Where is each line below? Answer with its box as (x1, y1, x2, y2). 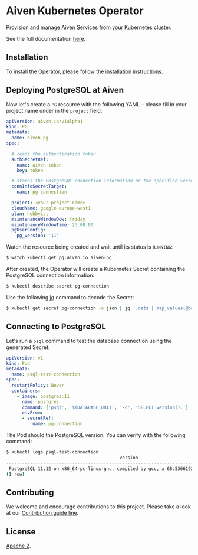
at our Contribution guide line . (6, 510, 79, 517)
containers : (11, 388, 41, 394)
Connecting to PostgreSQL (6, 322, 106, 332)
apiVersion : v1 (6, 355, 44, 361)
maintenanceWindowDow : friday (11, 216, 85, 222)
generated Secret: (6, 344, 50, 351)
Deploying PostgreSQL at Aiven (6, 85, 124, 95)
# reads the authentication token (11, 151, 96, 157)
